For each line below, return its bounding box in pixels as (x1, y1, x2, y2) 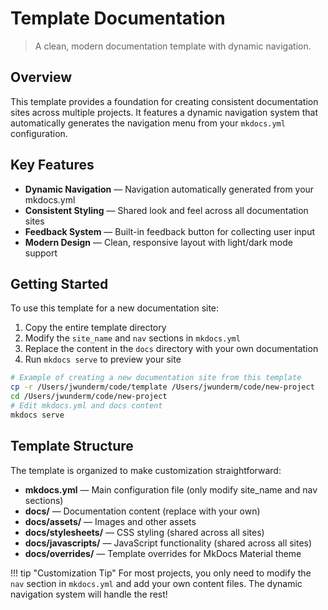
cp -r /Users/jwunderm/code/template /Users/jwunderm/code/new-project (10, 382, 315, 392)
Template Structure (10, 438, 134, 455)
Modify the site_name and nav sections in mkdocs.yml (24, 332, 241, 344)
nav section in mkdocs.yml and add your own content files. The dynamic (10, 577, 303, 589)
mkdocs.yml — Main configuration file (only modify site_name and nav (24, 483, 318, 496)
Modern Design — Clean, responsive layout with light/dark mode (24, 236, 293, 248)
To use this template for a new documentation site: (10, 302, 220, 314)
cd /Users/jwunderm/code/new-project (10, 392, 168, 402)
